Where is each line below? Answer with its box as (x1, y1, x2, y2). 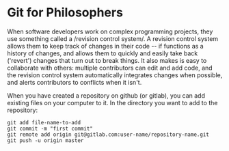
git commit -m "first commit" (7, 125, 94, 132)
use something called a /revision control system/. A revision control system (7, 34, 219, 42)
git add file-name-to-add (7, 119, 81, 126)
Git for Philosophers (7, 5, 123, 20)
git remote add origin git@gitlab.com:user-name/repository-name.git (7, 131, 210, 138)
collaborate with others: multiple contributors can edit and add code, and (7, 64, 213, 72)
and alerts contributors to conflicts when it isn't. (7, 78, 142, 86)
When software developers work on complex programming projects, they (7, 27, 213, 36)
